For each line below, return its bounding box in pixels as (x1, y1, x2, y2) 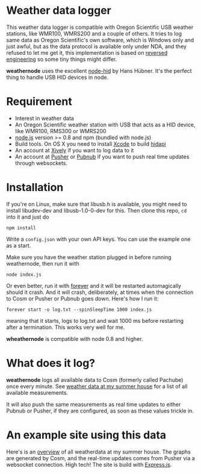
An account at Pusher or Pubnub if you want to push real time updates (14, 153, 190, 160)
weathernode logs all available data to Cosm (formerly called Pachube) (6, 376, 184, 383)
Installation (6, 181, 64, 195)
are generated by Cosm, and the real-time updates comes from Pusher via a (6, 454, 196, 461)
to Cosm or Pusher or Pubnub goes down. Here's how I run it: (6, 295, 159, 302)
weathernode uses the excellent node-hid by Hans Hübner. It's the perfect (6, 67, 192, 74)
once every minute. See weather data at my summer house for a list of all (6, 382, 188, 390)
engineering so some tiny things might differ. (6, 55, 117, 63)
